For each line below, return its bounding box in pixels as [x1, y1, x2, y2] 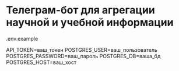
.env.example [6, 35, 38, 42]
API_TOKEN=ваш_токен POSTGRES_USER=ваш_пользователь [6, 46, 157, 53]
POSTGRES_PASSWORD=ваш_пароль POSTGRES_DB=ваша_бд [6, 52, 161, 59]
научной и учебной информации [6, 16, 174, 29]
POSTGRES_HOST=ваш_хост [6, 59, 77, 66]
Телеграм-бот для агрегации [6, 3, 156, 17]
